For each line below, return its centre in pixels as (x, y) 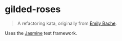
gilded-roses (33, 9)
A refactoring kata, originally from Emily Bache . (67, 23)
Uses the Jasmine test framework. (41, 33)
